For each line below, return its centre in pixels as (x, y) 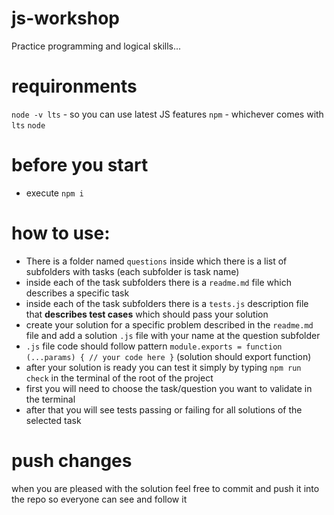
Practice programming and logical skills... (96, 46)
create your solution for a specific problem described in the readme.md (169, 324)
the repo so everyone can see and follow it (99, 499)
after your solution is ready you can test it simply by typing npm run (163, 367)
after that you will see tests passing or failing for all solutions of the (164, 409)
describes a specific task (77, 293)
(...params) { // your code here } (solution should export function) (168, 356)
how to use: (61, 233)
